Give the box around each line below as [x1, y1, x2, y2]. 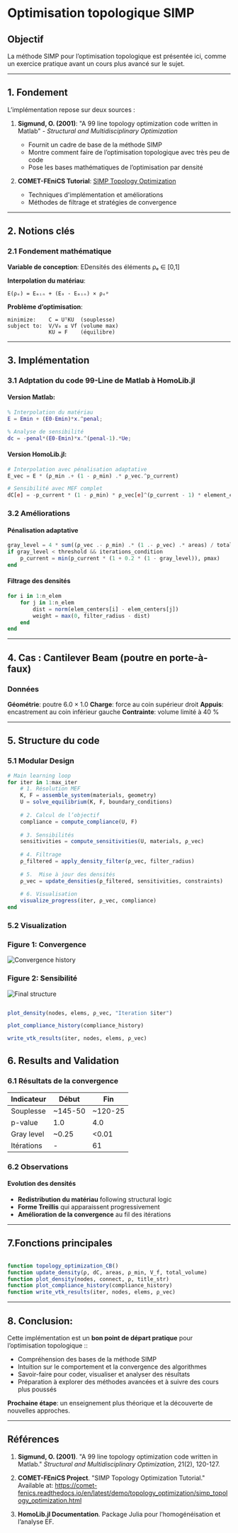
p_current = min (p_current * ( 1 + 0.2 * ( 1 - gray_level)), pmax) [20, 555, 220, 562]
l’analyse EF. [17, 1517, 55, 1526]
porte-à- [169, 652, 208, 664]
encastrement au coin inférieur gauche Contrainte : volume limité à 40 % [7, 707, 220, 716]
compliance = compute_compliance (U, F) [20, 818, 138, 825]
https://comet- [55, 1481, 98, 1489]
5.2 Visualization [7, 920, 67, 930]
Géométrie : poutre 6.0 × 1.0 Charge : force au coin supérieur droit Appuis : [7, 700, 224, 708]
